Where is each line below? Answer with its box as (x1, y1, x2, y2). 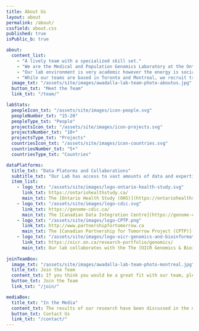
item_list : (11, 179, 38, 184)
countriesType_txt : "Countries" (11, 151, 92, 157)
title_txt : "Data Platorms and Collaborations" (11, 167, 131, 174)
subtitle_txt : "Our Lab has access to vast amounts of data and (11, 173, 174, 179)
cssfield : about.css (6, 25, 57, 31)
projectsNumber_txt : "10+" (11, 129, 78, 135)
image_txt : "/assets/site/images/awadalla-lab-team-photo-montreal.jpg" (11, 262, 195, 268)
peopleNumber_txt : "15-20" (11, 113, 78, 119)
